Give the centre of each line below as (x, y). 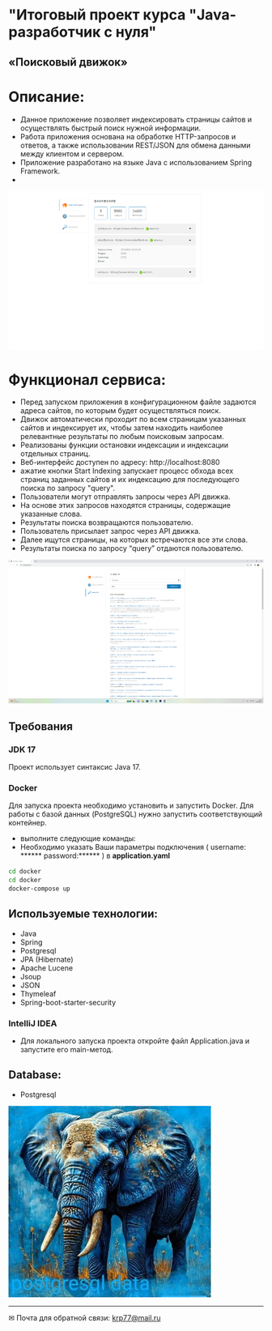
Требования (40, 726)
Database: (35, 1075)
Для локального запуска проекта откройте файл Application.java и (135, 1041)
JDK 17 (22, 749)
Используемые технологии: (83, 914)
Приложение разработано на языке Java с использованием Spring (136, 162)
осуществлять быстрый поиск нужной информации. (110, 128)
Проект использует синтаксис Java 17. (74, 766)
